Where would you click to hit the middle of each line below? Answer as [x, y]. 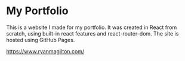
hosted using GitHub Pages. [41, 40]
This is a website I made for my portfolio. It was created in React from [92, 27]
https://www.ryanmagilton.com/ [45, 51]
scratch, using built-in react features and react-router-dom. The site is [92, 33]
